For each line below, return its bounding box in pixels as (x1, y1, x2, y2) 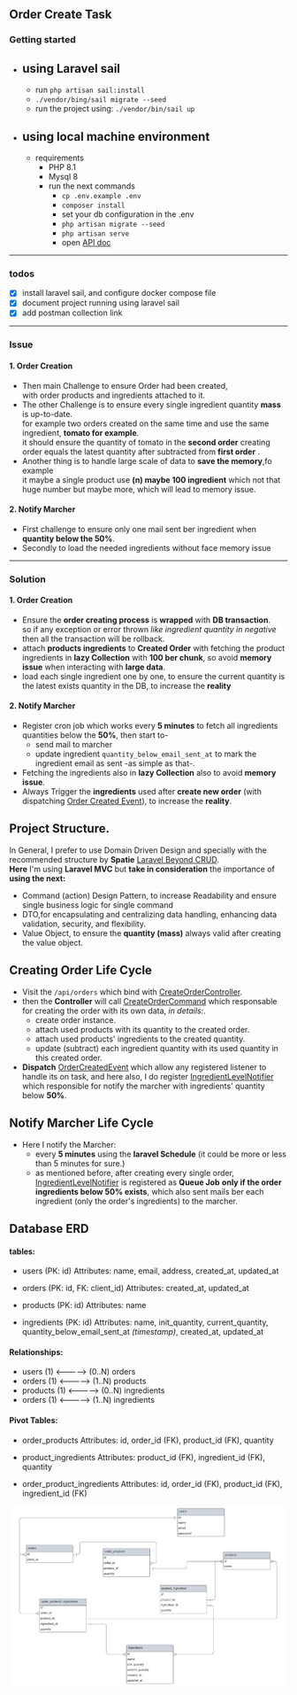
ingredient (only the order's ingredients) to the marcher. (34, 1196, 239, 1206)
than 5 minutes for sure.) (34, 1157, 126, 1168)
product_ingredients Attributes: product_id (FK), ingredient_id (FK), (21, 1451, 266, 1462)
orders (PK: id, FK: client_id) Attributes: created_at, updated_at (21, 1283, 249, 1294)
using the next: (9, 872, 66, 884)
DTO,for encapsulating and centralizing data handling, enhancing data (21, 909, 278, 919)
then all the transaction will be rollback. (21, 633, 165, 644)
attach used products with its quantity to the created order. (34, 1024, 250, 1034)
